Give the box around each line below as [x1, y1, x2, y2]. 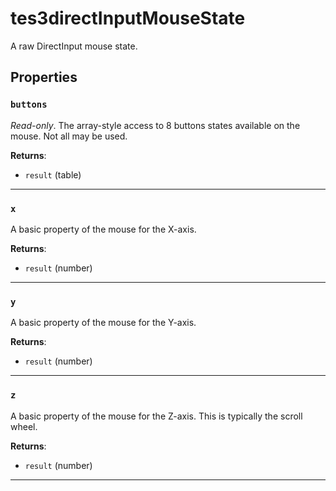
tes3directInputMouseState [10, 7, 246, 30]
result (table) [24, 168, 82, 181]
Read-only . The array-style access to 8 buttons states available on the [10, 119, 301, 131]
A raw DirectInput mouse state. [10, 40, 138, 52]
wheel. [10, 420, 38, 432]
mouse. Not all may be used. [10, 130, 128, 142]
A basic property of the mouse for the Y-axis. [10, 317, 197, 329]
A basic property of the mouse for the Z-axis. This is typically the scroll [10, 410, 303, 422]
